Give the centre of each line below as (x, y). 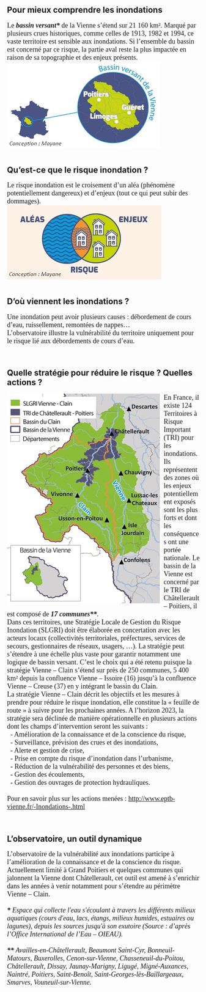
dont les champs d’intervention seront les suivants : (78, 727)
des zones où (181, 478)
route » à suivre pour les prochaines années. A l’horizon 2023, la (95, 710)
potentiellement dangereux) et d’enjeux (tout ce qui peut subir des (97, 193)
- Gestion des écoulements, (48, 774)
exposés (185, 502)
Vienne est (178, 574)
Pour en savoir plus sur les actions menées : (67, 799)
